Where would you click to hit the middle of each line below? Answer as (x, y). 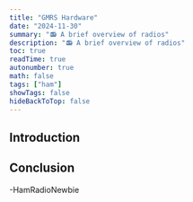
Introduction (45, 137)
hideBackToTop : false (50, 101)
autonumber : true (42, 68)
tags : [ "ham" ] (36, 84)
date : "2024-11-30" (46, 26)
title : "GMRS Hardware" (54, 18)
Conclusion (42, 168)
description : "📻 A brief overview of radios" (97, 43)
